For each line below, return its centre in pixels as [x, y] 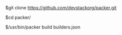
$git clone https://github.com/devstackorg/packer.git [61, 8]
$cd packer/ [18, 17]
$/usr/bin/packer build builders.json [43, 27]
